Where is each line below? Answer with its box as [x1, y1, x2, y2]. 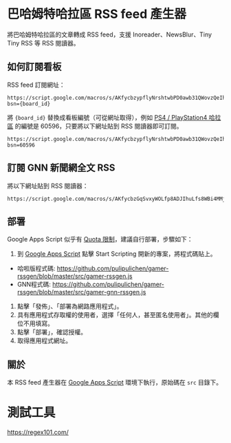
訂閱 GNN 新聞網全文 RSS [7, 162, 115, 174]
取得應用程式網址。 [16, 336, 72, 345]
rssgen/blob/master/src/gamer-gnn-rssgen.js [16, 288, 146, 296]
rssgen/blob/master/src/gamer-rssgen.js [16, 272, 133, 281]
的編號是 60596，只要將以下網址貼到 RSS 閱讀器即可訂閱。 [14, 122, 183, 130]
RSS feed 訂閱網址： [7, 80, 65, 89]
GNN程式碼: [16, 280, 52, 289]
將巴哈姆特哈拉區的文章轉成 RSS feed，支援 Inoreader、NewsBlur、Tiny [7, 30, 212, 39]
